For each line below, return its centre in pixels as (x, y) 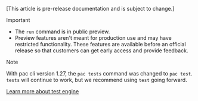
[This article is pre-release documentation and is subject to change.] (90, 9)
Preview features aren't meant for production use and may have (93, 38)
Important (18, 20)
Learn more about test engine (43, 91)
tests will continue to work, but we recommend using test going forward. (97, 80)
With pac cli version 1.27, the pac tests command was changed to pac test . (99, 73)
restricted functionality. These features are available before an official (100, 44)
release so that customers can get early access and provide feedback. (101, 50)
